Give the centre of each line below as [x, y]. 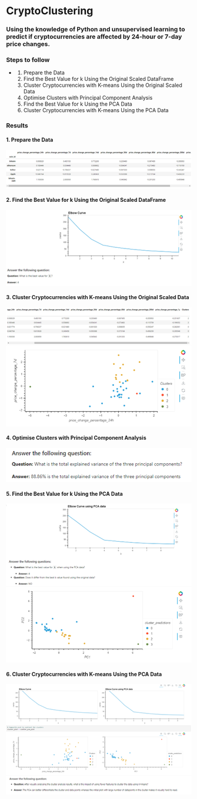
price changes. [28, 44]
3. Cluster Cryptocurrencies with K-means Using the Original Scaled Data [98, 297]
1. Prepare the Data [30, 139]
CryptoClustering [50, 11]
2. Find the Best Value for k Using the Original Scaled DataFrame [86, 199]
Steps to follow [28, 60]
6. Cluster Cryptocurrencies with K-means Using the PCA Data [84, 674]
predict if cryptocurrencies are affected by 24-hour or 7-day [94, 37]
